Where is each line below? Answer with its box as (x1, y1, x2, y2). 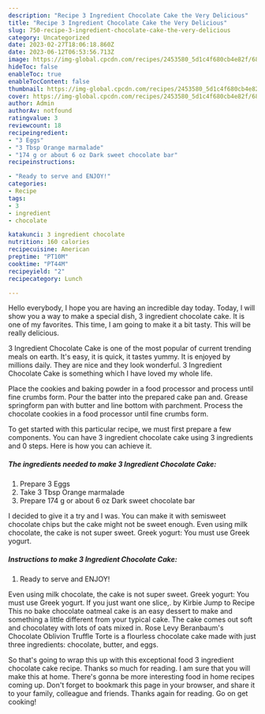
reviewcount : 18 (8, 121, 62, 129)
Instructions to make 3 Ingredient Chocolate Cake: (8, 554, 177, 564)
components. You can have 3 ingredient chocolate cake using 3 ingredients (8, 433, 254, 443)
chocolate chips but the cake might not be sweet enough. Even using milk (8, 520, 248, 529)
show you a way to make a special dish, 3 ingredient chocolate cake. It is (8, 312, 245, 321)
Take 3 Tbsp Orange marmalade (19, 488, 125, 497)
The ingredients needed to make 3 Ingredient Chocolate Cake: (8, 459, 217, 469)
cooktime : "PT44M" (8, 260, 69, 268)
